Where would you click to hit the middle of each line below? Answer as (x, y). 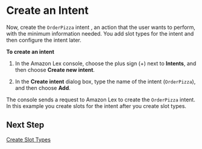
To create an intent (30, 51)
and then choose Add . (43, 87)
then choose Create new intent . (55, 69)
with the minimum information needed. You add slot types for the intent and (100, 33)
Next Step (25, 125)
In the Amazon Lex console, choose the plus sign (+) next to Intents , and (106, 63)
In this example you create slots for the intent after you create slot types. (96, 106)
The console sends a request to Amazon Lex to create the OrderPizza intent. (101, 100)
